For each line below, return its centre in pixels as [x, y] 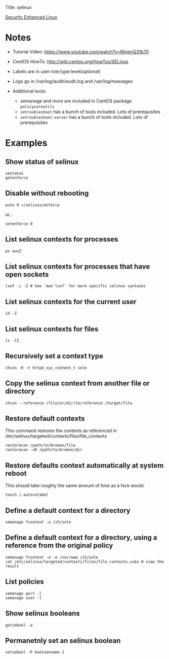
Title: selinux [18, 7]
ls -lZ [12, 341]
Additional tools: [29, 91]
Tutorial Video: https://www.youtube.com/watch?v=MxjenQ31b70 [81, 52]
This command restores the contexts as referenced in [61, 431]
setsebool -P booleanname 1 [35, 652]
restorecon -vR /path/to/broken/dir [44, 450]
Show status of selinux [42, 162]
